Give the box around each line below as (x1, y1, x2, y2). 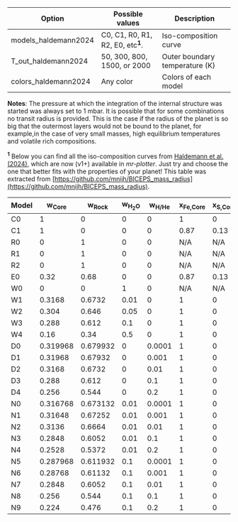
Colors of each (161, 72, 211, 82)
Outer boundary (161, 52, 215, 62)
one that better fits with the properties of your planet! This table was (7, 167, 207, 175)
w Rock (87, 200, 108, 211)
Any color (101, 77, 133, 87)
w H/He (149, 200, 170, 211)
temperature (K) (161, 60, 216, 70)
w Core (46, 200, 67, 211)
